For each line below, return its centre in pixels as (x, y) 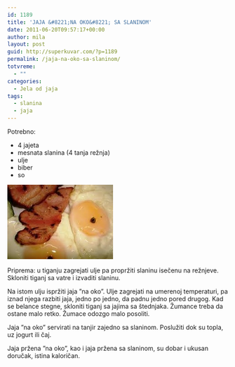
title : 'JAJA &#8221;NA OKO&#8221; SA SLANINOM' (80, 22)
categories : (25, 81)
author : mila (26, 37)
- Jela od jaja (36, 89)
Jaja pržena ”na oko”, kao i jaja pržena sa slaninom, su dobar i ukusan (108, 348)
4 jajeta (28, 145)
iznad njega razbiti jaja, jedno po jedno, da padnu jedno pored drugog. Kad (115, 299)
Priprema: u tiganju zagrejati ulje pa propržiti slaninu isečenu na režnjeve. (113, 270)
